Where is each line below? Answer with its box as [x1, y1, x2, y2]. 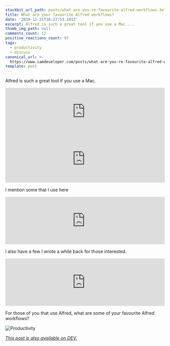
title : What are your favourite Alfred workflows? [5, 12, 114, 17]
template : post [5, 64, 37, 69]
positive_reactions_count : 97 [5, 36, 69, 41]
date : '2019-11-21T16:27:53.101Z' [5, 17, 78, 22]
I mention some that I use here [5, 187, 69, 193]
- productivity [10, 45, 42, 50]
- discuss [10, 50, 30, 55]
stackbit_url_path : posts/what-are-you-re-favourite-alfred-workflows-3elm [5, 7, 168, 13]
